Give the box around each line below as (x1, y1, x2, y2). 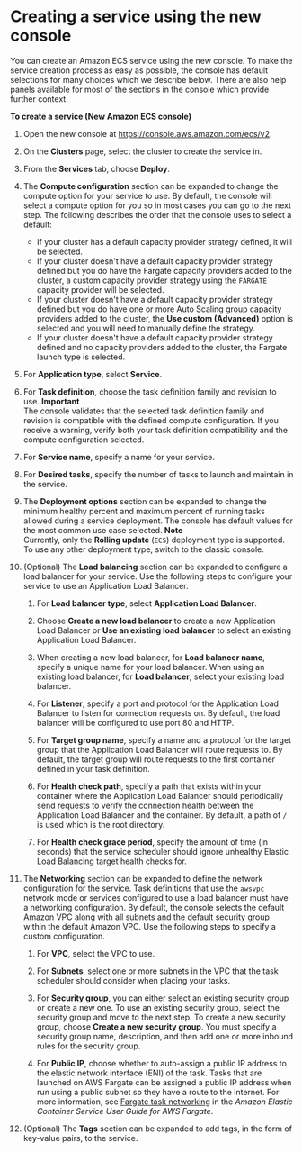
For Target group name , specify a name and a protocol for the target (36, 734, 291, 745)
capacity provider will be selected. (36, 284, 164, 295)
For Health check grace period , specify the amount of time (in (36, 836, 269, 848)
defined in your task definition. (36, 763, 151, 774)
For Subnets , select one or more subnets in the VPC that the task (36, 966, 279, 976)
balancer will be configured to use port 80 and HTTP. (36, 717, 235, 728)
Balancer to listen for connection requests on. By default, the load (36, 707, 280, 718)
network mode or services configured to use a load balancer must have (22, 892, 289, 903)
